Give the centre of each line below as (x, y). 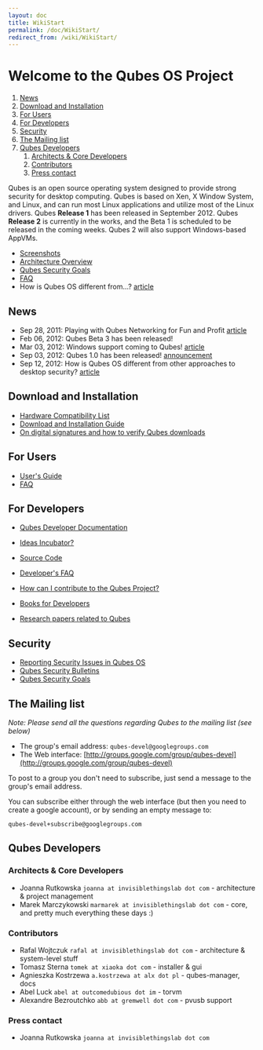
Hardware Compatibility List (64, 415)
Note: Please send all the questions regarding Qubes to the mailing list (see (130, 723)
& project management (57, 896)
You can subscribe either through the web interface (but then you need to (127, 802)
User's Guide (41, 476)
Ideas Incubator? (47, 543)
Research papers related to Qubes (75, 619)
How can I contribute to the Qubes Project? (89, 589)
